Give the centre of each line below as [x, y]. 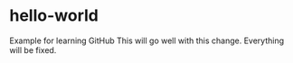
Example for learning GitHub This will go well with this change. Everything [147, 40]
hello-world [54, 16]
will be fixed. [33, 49]
